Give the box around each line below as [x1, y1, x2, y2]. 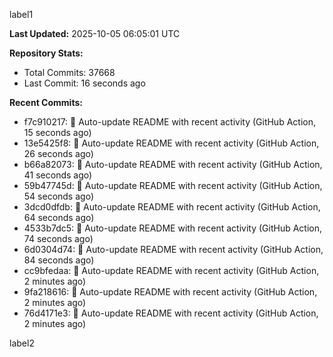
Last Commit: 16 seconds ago [23, 77, 146, 89]
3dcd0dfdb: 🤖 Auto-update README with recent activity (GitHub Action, [23, 201, 321, 213]
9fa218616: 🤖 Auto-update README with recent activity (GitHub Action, [23, 286, 318, 298]
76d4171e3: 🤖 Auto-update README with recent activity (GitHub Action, [23, 307, 319, 319]
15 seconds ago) [23, 127, 92, 138]
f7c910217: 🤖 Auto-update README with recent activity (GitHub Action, [23, 116, 316, 128]
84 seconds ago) [23, 254, 95, 266]
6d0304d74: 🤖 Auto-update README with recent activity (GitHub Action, [23, 244, 324, 255]
